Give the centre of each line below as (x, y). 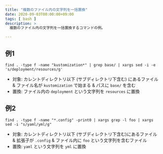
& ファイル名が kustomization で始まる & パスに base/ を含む (74, 85)
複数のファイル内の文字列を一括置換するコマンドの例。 (57, 28)
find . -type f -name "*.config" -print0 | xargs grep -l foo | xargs (79, 120)
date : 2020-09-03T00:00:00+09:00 (40, 14)
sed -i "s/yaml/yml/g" (28, 124)
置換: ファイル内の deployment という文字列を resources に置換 (76, 91)
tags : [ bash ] (21, 19)
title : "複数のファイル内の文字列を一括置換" (46, 10)
